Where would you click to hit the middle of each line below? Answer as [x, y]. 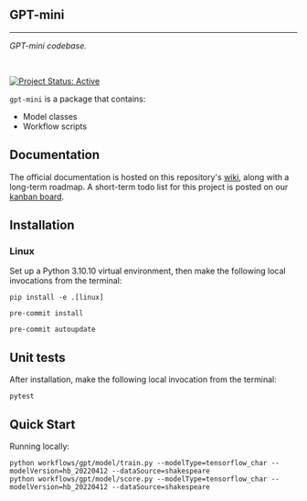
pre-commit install [47, 314]
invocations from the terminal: [66, 281]
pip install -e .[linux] [57, 298]
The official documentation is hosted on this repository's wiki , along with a [149, 176]
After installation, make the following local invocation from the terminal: [143, 379]
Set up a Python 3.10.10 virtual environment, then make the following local [148, 271]
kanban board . [37, 197]
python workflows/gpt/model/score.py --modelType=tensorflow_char [138, 479]
